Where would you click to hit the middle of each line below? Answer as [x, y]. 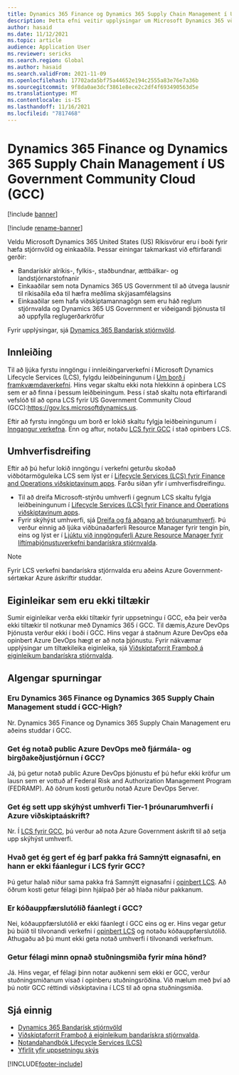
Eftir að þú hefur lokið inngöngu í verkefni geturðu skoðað [92, 469]
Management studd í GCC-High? [65, 707]
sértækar [21, 578]
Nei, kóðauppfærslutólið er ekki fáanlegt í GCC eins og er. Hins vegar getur [117, 923]
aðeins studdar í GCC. [39, 730]
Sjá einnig [30, 1010]
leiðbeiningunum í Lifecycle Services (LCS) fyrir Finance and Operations [123, 505]
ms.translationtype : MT [43, 93]
